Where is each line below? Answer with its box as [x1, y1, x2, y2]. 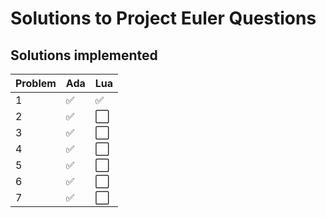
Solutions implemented [10, 47, 158, 64]
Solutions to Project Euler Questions [10, 7, 317, 30]
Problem [15, 77, 57, 90]
